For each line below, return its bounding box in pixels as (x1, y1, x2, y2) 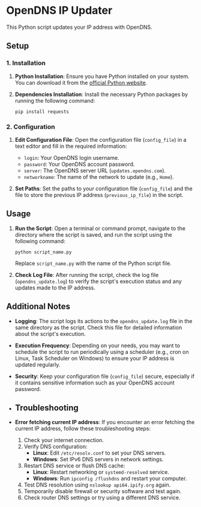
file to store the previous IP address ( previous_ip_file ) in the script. (14, 191, 184, 198)
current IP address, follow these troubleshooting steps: (14, 425, 151, 433)
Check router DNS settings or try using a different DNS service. (23, 494, 181, 502)
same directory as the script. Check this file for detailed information (14, 324, 182, 331)
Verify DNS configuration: (23, 443, 88, 451)
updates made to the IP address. (14, 284, 96, 291)
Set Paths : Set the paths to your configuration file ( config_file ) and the (14, 184, 193, 192)
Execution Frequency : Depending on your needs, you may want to (14, 342, 181, 349)
